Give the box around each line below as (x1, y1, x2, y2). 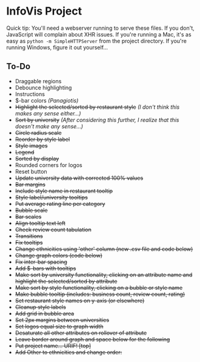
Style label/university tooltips (15, 193, 88, 201)
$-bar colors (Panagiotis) (15, 97, 79, 104)
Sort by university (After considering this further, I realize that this (15, 116, 179, 123)
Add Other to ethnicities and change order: (15, 348, 122, 356)
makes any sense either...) (15, 109, 81, 117)
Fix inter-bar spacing (15, 258, 68, 265)
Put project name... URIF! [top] (15, 342, 92, 349)
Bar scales (15, 213, 42, 220)
